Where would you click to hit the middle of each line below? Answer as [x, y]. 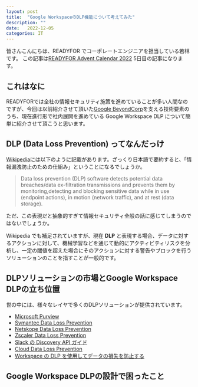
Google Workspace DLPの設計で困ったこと [85, 376]
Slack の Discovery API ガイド [51, 342]
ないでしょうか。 [32, 223]
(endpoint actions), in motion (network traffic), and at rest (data [97, 197]
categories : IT [25, 34]
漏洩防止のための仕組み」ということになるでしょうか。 [78, 166]
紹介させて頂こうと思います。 [52, 123]
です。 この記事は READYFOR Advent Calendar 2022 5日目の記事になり [92, 58]
